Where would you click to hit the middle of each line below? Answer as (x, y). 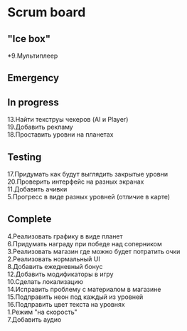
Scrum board (47, 12)
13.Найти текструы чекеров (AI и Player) (68, 120)
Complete (30, 219)
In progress (33, 102)
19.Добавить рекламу (40, 127)
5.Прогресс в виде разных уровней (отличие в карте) (89, 197)
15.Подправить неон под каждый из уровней (75, 297)
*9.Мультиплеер (33, 56)
